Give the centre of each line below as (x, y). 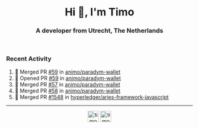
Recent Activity (29, 59)
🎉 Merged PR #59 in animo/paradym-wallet (68, 72)
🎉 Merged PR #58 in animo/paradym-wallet (68, 91)
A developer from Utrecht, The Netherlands (99, 31)
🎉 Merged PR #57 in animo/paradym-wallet (67, 84)
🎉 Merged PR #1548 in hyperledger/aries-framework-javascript (92, 97)
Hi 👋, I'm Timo (99, 12)
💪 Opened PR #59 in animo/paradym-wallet (68, 78)
